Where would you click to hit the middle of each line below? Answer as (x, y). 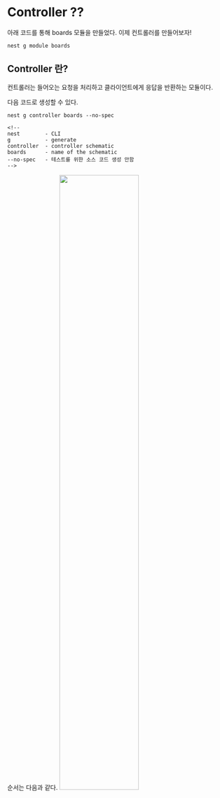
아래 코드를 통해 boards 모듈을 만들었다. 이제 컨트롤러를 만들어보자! (99, 32)
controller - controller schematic (61, 146)
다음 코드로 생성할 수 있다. (43, 102)
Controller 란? (38, 69)
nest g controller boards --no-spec (61, 115)
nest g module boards (39, 46)
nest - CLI (34, 134)
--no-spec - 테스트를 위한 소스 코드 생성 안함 (71, 159)
